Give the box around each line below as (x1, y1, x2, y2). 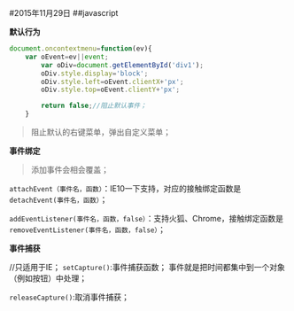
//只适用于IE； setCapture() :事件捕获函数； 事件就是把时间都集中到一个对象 (9, 262, 286, 272)
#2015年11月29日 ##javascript (9, 8, 119, 18)
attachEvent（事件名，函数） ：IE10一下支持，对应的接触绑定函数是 (9, 183, 242, 193)
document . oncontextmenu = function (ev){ (9, 44, 152, 53)
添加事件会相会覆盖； (30, 165, 109, 175)
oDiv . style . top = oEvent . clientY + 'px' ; (41, 85, 180, 95)
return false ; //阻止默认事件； (41, 101, 147, 111)
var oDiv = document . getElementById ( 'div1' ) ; (41, 60, 204, 69)
